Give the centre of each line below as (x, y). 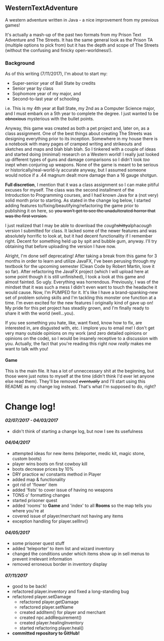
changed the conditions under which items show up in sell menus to (81, 554)
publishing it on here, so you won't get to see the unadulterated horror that (80, 211)
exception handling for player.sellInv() (50, 521)
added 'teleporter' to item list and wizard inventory (63, 549)
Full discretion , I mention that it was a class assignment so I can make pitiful (82, 185)
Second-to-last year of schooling (46, 99)
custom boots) (27, 458)
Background (20, 63)
